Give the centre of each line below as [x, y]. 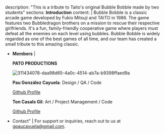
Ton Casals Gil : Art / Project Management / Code [62, 102]
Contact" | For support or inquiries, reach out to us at [66, 121]
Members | [24, 54]
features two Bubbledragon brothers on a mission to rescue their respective [82, 23]
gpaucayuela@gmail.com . [39, 126]
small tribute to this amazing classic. [42, 44]
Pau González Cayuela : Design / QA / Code [57, 82]
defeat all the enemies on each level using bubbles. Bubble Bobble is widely [82, 33]
